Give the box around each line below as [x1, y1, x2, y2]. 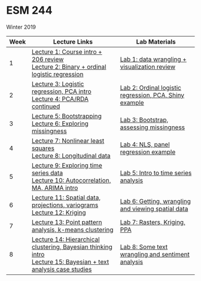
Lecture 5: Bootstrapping [32, 112, 102, 120]
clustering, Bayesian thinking [32, 243, 112, 251]
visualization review [120, 62, 175, 71]
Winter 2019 [6, 23, 36, 30]
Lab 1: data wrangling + [120, 55, 187, 63]
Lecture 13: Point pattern [32, 218, 102, 226]
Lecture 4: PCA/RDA [32, 94, 89, 103]
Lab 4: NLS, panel [120, 140, 170, 148]
